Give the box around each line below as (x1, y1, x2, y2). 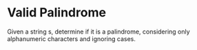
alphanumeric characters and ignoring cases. (7, 34, 136, 42)
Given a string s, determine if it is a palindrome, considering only (7, 27, 191, 36)
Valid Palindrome (7, 5, 107, 21)
